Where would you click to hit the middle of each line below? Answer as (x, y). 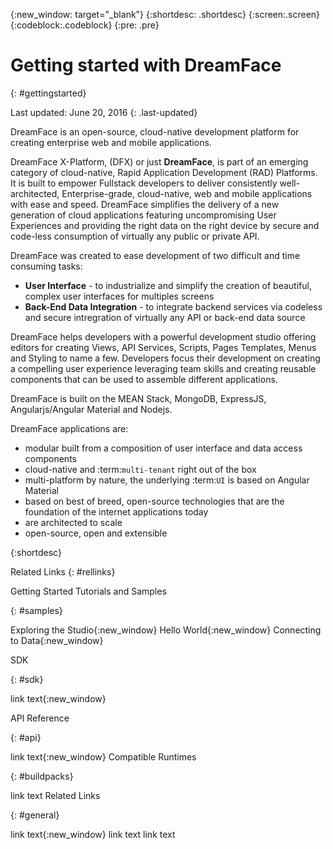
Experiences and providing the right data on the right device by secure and (165, 225)
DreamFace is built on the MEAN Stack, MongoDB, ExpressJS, (138, 398)
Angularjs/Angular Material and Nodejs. (91, 409)
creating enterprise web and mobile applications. (111, 142)
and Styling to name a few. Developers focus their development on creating (165, 358)
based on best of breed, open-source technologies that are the (154, 501)
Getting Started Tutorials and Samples (88, 591)
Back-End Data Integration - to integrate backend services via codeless (173, 306)
